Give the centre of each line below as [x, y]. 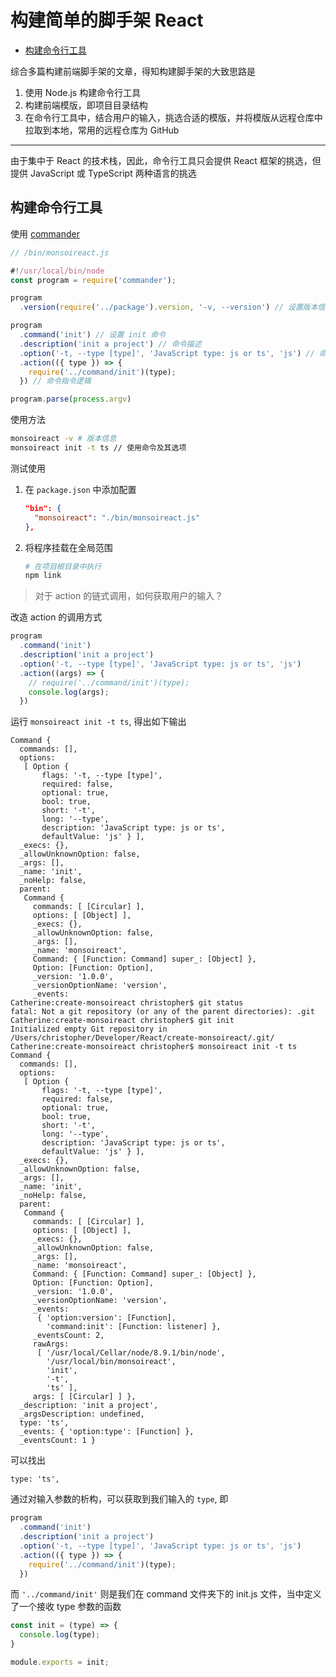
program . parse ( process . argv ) [71, 399]
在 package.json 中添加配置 [80, 489]
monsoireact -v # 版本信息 [63, 439]
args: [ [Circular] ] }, [84, 1397]
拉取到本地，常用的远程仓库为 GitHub [102, 130]
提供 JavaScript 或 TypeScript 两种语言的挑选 [103, 173]
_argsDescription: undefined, [82, 1414]
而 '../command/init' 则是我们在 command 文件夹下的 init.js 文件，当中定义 [166, 1594]
